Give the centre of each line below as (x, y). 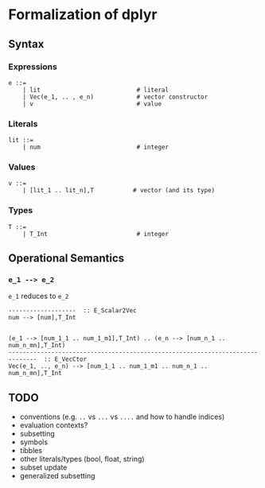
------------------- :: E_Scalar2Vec (72, 311)
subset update (43, 467)
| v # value (92, 104)
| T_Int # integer (96, 234)
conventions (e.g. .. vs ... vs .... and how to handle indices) (122, 417)
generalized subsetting (57, 476)
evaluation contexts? (54, 425)
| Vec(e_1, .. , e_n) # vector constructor (115, 97)
